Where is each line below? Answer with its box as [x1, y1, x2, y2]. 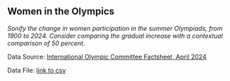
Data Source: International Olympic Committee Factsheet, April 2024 [7, 52, 207, 61]
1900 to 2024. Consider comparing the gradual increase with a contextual [7, 31, 224, 40]
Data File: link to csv [7, 66, 66, 74]
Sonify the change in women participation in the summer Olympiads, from [7, 24, 223, 32]
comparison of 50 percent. [7, 38, 85, 47]
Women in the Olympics [7, 6, 115, 17]
